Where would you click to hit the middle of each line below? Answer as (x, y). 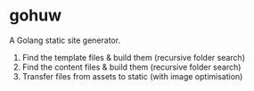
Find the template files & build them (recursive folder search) (133, 57)
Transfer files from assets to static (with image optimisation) (132, 76)
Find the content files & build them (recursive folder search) (131, 67)
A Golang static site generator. (65, 40)
